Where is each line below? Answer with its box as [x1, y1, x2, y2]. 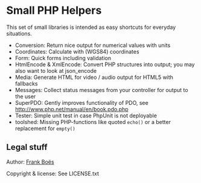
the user [14, 93, 36, 100]
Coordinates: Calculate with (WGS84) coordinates [14, 48, 140, 55]
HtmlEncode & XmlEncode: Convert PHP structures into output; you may [14, 61, 195, 68]
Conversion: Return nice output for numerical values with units [14, 42, 171, 49]
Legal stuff [6, 142, 48, 152]
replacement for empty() [14, 125, 75, 132]
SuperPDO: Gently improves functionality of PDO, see [14, 99, 149, 106]
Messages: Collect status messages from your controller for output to [14, 86, 188, 93]
